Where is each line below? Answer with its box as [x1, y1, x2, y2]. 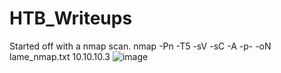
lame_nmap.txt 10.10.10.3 [9, 50, 111, 62]
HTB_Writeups [9, 7, 133, 30]
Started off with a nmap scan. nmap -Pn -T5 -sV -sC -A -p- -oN [9, 40, 272, 52]
